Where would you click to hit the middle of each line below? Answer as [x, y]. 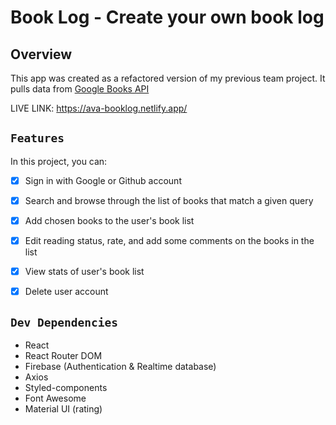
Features [37, 138]
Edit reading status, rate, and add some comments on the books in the [169, 240]
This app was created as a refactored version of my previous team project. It [168, 78]
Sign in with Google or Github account [103, 180]
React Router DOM [63, 355]
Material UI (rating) [63, 409]
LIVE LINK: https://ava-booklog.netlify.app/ [99, 108]
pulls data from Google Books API [80, 89]
